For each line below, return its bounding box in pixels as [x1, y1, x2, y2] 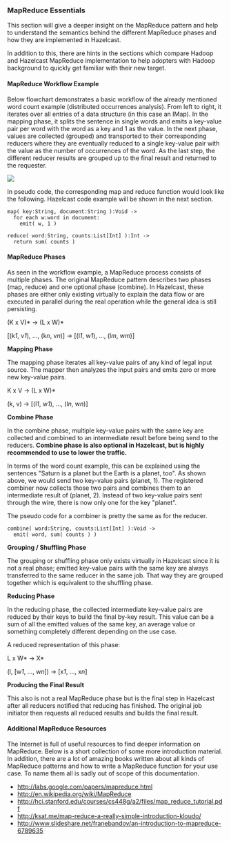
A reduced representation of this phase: [7, 640, 121, 649]
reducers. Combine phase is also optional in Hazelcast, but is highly [7, 441, 205, 449]
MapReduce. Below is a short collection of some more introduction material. [7, 747, 223, 755]
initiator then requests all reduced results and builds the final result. [7, 709, 199, 717]
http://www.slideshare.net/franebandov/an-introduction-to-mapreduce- [17, 819, 222, 827]
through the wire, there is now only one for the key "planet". [7, 498, 177, 506]
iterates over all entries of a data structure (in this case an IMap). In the [7, 110, 209, 118]
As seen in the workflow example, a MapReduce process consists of [7, 268, 201, 276]
